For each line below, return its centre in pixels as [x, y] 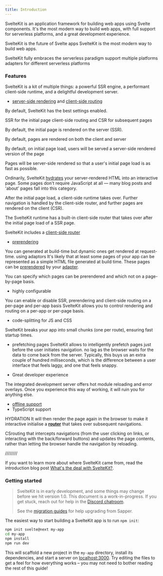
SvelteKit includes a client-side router [43, 232]
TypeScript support [31, 409]
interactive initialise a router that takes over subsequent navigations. [74, 424]
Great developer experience [40, 375]
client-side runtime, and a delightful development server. [62, 91]
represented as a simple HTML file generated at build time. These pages [77, 262]
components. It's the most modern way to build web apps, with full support [80, 29]
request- [148, 251]
